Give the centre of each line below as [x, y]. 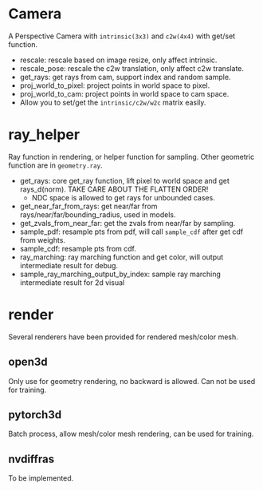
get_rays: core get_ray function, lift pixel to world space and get [124, 180]
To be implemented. [41, 478]
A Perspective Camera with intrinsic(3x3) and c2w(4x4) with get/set [122, 36]
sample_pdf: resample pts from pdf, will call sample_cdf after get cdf [131, 232]
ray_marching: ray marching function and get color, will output [122, 257]
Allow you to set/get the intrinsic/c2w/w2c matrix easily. [113, 102]
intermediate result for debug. [69, 265]
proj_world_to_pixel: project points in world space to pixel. [115, 85]
